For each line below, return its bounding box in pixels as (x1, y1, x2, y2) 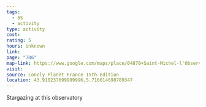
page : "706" (6, 54, 37, 61)
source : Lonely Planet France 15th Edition (6, 72, 120, 78)
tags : (6, 9, 20, 15)
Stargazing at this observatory (6, 94, 83, 101)
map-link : (6, 60, 32, 66)
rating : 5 (6, 37, 32, 43)
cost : (6, 32, 20, 38)
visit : (6, 65, 23, 72)
